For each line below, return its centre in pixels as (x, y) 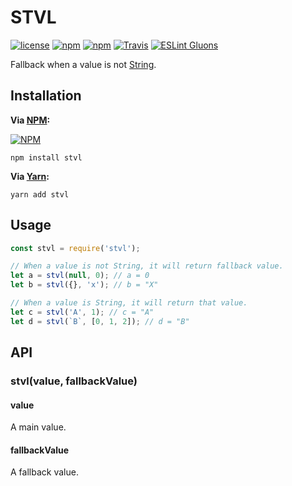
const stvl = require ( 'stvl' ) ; (75, 248)
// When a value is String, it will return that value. (129, 303)
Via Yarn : (30, 176)
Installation (46, 96)
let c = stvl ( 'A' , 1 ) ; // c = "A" (82, 312)
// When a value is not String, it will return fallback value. (147, 266)
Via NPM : (30, 120)
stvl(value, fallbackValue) (74, 381)
